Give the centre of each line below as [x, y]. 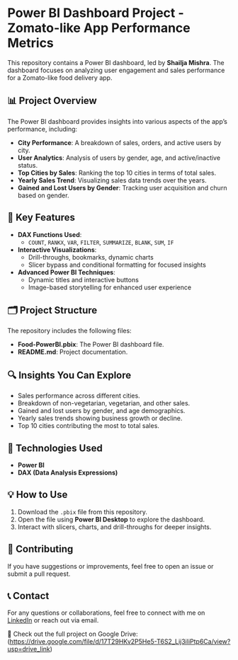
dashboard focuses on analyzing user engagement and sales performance [116, 70]
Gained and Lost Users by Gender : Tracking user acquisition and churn [122, 187]
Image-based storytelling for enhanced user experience [110, 287]
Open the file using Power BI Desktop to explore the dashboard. [111, 519]
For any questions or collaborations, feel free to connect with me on [106, 613]
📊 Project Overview [52, 101]
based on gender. [43, 195]
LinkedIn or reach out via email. [53, 620]
